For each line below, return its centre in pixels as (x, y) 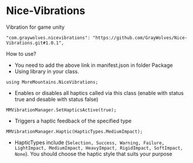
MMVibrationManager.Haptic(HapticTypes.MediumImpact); (75, 131)
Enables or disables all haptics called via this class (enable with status (99, 93)
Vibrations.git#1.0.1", (35, 43)
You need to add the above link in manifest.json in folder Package (94, 65)
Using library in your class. (47, 71)
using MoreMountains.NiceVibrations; (52, 82)
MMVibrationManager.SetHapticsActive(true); (61, 110)
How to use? (21, 53)
